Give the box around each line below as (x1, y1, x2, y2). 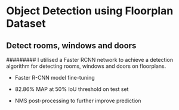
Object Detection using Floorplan (6, 4, 174, 18)
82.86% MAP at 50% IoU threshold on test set (14, 86, 129, 93)
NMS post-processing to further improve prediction (14, 97, 141, 104)
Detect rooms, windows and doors (6, 40, 137, 51)
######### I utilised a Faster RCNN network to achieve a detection (6, 56, 174, 63)
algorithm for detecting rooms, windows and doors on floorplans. (6, 62, 166, 70)
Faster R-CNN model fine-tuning (14, 74, 95, 81)
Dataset (6, 17, 46, 30)
